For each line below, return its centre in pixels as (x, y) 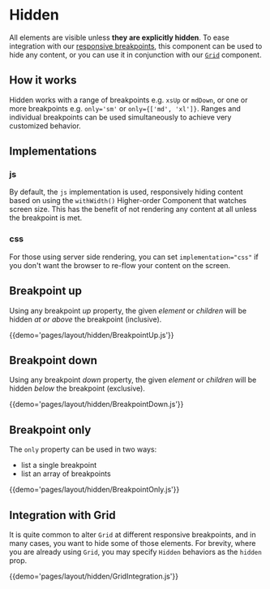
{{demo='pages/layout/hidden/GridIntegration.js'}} (94, 576)
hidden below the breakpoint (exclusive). (77, 388)
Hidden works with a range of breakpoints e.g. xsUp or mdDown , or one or (129, 100)
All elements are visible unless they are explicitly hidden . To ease (119, 37)
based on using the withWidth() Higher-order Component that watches (128, 201)
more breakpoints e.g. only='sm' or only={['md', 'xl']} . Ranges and (125, 108)
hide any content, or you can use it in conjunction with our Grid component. (135, 54)
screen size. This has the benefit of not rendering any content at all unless (133, 210)
